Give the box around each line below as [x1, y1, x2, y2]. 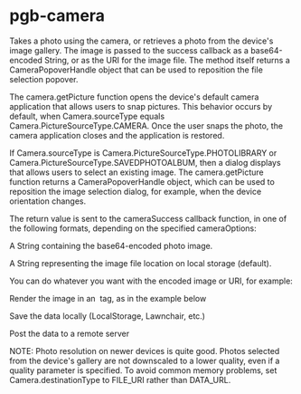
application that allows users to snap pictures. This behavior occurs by [9, 101, 273, 111]
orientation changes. [9, 196, 87, 207]
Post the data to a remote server [9, 328, 130, 339]
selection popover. [9, 73, 79, 84]
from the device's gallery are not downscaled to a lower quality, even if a [9, 355, 280, 366]
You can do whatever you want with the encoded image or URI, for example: [9, 275, 294, 286]
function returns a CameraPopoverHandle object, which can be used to [9, 176, 276, 187]
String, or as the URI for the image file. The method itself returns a [44, 54, 291, 65]
